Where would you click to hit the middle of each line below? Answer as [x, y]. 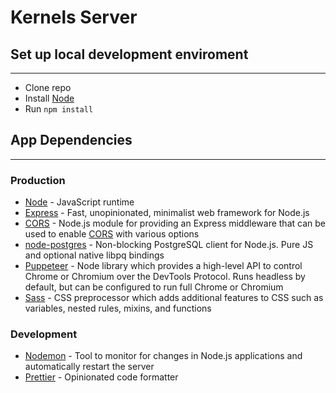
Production [38, 180]
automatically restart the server [89, 367]
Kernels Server [74, 17]
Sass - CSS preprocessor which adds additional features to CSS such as [174, 298]
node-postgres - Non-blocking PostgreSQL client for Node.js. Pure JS [169, 245]
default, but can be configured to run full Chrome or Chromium [154, 287]
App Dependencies [71, 140]
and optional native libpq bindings [94, 255]
